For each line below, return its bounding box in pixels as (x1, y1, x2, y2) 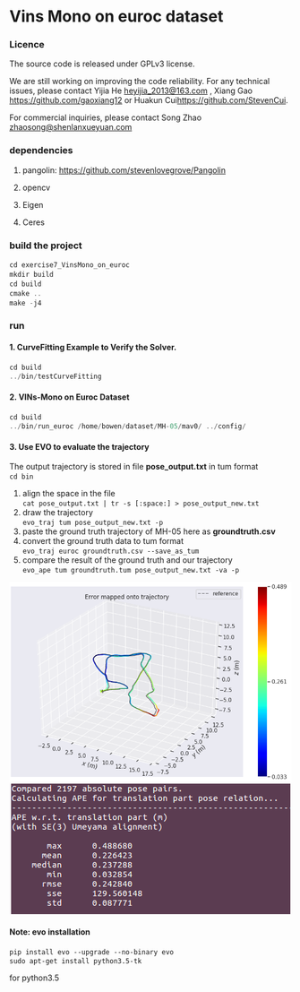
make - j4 (9, 298, 42, 307)
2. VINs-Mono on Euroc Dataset (9, 392, 130, 402)
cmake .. (9, 289, 42, 298)
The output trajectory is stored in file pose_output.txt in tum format (9, 461, 259, 472)
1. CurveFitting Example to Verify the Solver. (9, 341, 177, 352)
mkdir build (9, 270, 54, 279)
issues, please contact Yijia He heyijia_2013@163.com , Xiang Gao (9, 85, 253, 96)
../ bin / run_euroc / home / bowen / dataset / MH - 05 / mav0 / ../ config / (9, 422, 246, 431)
